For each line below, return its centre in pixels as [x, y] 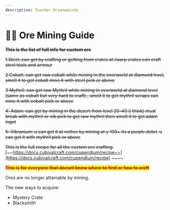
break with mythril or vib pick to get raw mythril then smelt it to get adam [81, 116]
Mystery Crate [28, 197]
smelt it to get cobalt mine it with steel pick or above [60, 80]
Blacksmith [24, 203]
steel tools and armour [29, 65]
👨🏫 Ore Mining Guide [50, 35]
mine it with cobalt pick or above [39, 101]
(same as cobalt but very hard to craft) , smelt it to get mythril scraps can [82, 96]
